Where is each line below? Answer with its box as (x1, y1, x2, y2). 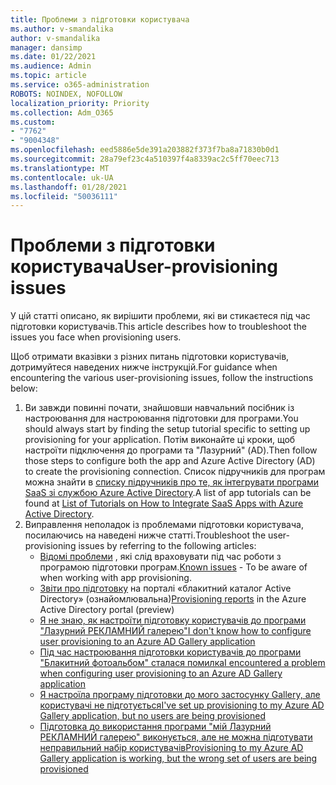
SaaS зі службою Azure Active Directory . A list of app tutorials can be (24, 487, 312, 499)
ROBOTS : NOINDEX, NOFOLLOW (10, 89, 123, 99)
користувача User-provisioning (10, 256, 278, 278)
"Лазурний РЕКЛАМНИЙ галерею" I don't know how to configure (39, 625, 312, 637)
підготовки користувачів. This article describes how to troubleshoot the (10, 321, 308, 333)
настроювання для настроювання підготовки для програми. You (24, 412, 299, 425)
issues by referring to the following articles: (78, 540, 257, 552)
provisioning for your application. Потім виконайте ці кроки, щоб (24, 434, 296, 446)
